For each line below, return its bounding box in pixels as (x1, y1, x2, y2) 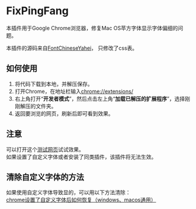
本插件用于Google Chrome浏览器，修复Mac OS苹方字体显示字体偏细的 (6, 24, 178, 31)
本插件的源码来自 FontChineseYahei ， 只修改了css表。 (6, 44, 138, 52)
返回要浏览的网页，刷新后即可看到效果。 (14, 110, 114, 117)
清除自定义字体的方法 (6, 172, 84, 182)
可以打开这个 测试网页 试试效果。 (6, 146, 84, 153)
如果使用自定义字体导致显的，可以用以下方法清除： (6, 189, 131, 196)
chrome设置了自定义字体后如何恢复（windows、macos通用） (6, 197, 156, 204)
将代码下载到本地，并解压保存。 (14, 80, 93, 87)
